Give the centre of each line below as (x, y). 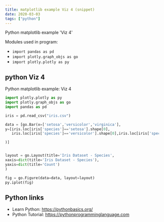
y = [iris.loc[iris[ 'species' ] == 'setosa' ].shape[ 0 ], (58, 129)
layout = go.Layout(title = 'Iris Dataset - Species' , (60, 156)
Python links (24, 197)
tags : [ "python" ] (23, 19)
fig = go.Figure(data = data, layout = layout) (50, 178)
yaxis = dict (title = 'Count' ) (32, 164)
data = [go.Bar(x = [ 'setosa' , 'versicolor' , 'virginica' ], (63, 124)
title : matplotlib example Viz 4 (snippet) (50, 10)
